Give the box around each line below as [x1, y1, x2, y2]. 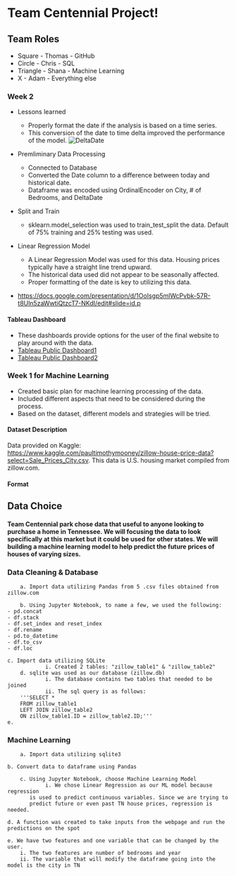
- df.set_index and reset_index [7, 620, 102, 627]
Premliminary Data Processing [17, 150, 106, 158]
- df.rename [7, 626, 42, 633]
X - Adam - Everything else [17, 74, 97, 82]
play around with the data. [17, 338, 94, 346]
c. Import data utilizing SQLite [7, 657, 106, 664]
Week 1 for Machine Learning [7, 371, 109, 381]
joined [7, 682, 27, 689]
